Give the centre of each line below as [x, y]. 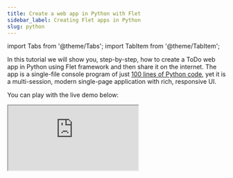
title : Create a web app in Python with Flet [74, 14]
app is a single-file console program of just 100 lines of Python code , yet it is [117, 74]
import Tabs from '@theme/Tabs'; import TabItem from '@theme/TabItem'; [114, 46]
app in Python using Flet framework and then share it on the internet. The [112, 67]
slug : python [26, 26]
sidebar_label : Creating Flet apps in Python [74, 20]
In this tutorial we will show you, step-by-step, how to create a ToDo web [111, 60]
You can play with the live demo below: [63, 95]
